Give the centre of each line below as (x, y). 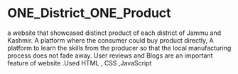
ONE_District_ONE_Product (90, 13)
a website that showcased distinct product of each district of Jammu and (114, 33)
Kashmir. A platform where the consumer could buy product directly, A (111, 40)
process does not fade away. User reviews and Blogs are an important (110, 55)
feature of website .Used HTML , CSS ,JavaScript (80, 63)
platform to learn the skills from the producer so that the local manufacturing (119, 48)
